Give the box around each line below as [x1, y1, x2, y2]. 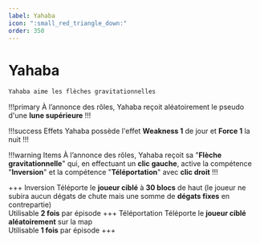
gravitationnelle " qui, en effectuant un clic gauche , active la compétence [8, 159, 253, 168]
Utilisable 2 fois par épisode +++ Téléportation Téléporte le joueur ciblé [8, 209, 246, 218]
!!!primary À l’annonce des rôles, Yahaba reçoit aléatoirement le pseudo [8, 102, 245, 112]
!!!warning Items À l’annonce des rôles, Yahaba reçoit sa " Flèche [8, 150, 222, 160]
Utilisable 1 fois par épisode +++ [8, 225, 116, 235]
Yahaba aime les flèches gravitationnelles [8, 87, 156, 96]
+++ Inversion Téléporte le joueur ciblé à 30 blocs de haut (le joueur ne [8, 183, 246, 192]
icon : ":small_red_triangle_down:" [8, 19, 128, 27]
